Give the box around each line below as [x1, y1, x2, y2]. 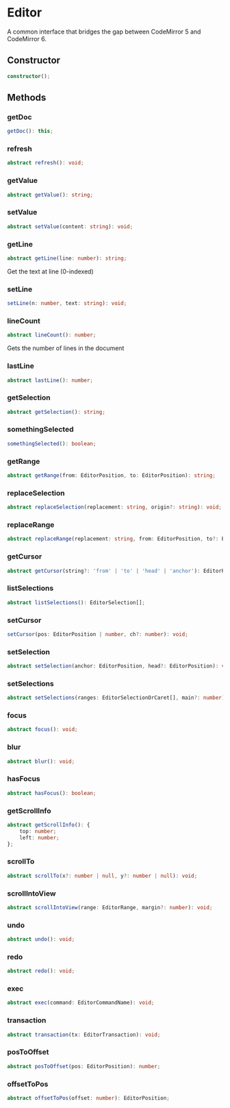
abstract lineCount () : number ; [7, 332, 97, 338]
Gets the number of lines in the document [7, 344, 125, 352]
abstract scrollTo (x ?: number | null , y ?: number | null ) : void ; [7, 872, 198, 879]
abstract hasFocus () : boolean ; [7, 789, 97, 796]
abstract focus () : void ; [7, 726, 78, 733]
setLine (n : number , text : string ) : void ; [7, 300, 127, 307]
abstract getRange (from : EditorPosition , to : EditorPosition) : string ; [7, 472, 216, 479]
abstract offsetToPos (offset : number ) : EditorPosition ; [7, 1094, 170, 1101]
